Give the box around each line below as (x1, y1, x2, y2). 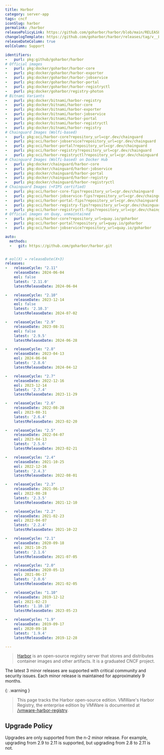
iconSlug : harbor (5, 21, 41, 26)
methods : (9, 238, 27, 244)
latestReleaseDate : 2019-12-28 (14, 635, 78, 640)
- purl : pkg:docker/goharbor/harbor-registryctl (5, 84, 110, 89)
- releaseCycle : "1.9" (5, 617, 56, 622)
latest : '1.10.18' (14, 604, 51, 609)
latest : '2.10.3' (14, 307, 49, 311)
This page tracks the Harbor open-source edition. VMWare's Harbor (17, 697, 155, 703)
